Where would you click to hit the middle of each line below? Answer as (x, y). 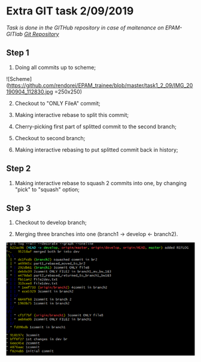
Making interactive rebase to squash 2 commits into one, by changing (101, 183)
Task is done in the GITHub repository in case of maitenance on (85, 28)
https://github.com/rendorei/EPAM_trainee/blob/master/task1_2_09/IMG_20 (100, 85)
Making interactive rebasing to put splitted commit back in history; (96, 150)
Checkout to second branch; (50, 138)
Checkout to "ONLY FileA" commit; (57, 103)
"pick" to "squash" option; (47, 189)
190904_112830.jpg (30, 92)
